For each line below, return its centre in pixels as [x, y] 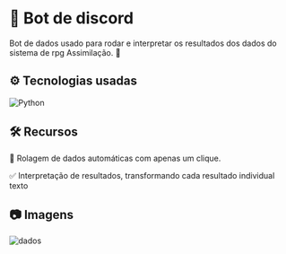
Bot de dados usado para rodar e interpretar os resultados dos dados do [143, 43]
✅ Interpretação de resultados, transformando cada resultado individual [142, 175]
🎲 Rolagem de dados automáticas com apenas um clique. [115, 158]
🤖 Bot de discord [72, 18]
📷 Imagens [42, 215]
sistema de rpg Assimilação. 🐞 [65, 52]
